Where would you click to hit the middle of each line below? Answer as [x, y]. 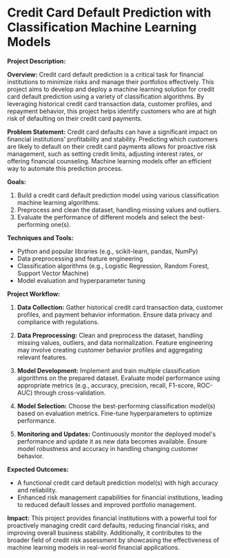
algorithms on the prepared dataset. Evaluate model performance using [118, 378]
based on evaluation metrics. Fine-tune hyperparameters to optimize [115, 413]
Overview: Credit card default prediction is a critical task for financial [105, 74]
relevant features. [42, 357]
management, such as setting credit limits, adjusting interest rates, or [105, 154]
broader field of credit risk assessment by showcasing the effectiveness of [113, 540]
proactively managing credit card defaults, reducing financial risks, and [108, 525]
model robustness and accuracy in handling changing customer [107, 448]
